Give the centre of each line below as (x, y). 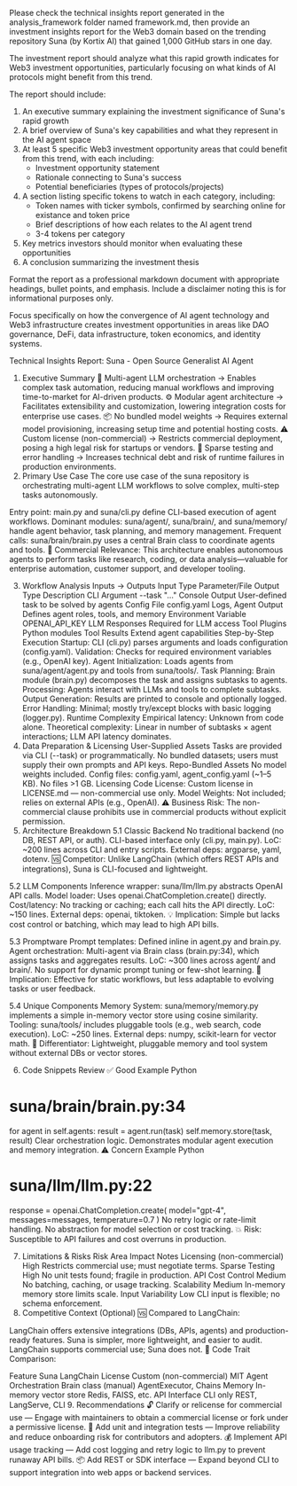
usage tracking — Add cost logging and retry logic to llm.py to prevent (137, 1450)
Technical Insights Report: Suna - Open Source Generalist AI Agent (132, 361)
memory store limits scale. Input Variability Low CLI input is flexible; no (151, 1294)
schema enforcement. (62, 1303)
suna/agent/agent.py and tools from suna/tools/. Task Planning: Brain (148, 670)
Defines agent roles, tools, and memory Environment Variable (134, 614)
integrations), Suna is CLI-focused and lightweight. (115, 869)
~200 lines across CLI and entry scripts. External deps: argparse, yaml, (152, 849)
